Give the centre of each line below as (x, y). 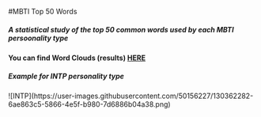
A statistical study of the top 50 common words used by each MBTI (121, 29)
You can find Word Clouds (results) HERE (77, 58)
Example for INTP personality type (66, 76)
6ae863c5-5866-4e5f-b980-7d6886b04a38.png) (90, 104)
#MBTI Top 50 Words (43, 11)
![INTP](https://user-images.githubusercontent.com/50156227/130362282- (131, 96)
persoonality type (38, 38)
